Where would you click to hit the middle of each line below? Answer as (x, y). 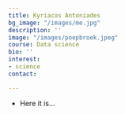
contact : (23, 74)
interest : (25, 60)
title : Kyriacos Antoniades (55, 15)
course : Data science (44, 45)
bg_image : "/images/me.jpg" (55, 23)
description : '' (35, 30)
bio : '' (21, 52)
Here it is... (37, 103)
